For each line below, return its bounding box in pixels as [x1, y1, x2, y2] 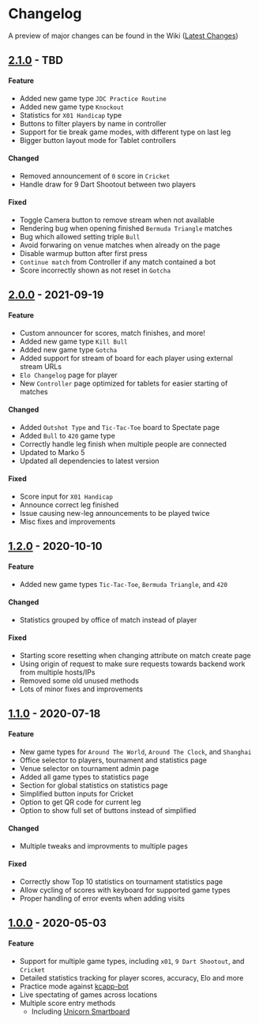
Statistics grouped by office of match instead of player [19, 615, 197, 624]
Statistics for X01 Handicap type [19, 110, 122, 119]
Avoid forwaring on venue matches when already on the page [19, 240, 221, 250]
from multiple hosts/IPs [19, 667, 96, 676]
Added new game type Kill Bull [19, 337, 128, 346]
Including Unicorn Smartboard [31, 1007, 130, 1016]
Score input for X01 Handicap [19, 491, 113, 501]
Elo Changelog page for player [19, 370, 118, 379]
